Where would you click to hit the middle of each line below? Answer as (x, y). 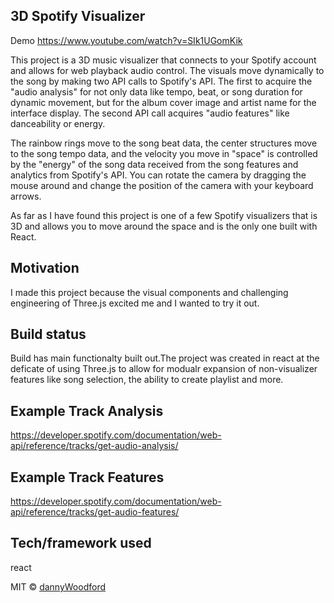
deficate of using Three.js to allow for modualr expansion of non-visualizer (164, 369)
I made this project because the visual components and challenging (149, 292)
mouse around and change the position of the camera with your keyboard (162, 185)
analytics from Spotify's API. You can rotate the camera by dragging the (158, 175)
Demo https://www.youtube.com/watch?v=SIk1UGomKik (126, 40)
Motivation (45, 268)
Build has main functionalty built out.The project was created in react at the (165, 358)
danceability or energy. (58, 123)
